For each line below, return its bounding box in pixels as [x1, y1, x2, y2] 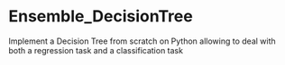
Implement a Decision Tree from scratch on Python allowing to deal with [8, 36, 276, 46]
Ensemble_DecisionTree [8, 6, 193, 27]
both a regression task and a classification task [8, 45, 184, 55]
